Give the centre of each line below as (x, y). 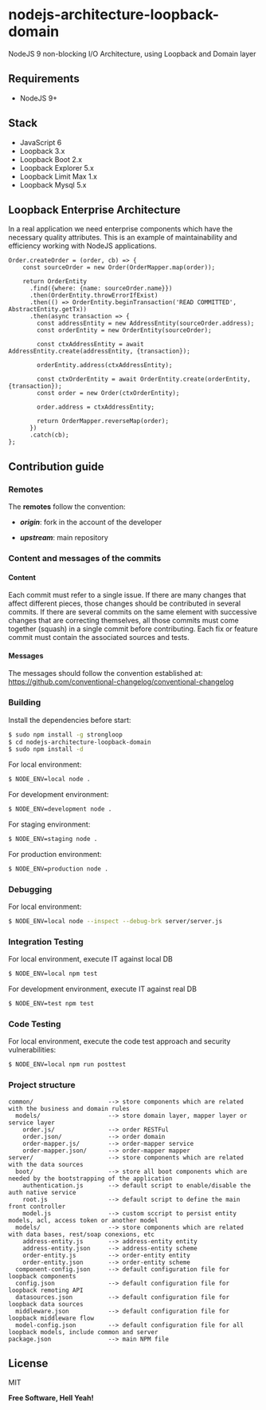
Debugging (30, 889)
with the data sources (46, 1164)
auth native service (43, 1192)
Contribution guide (56, 466)
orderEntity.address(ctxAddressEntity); (105, 365)
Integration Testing (46, 942)
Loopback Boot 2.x (51, 159)
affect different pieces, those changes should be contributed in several (125, 603)
